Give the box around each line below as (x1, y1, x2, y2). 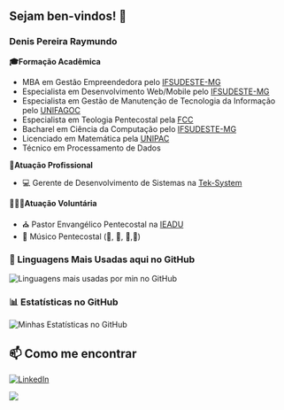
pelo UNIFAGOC (21, 104, 81, 115)
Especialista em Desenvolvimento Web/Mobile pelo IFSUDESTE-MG (21, 86, 270, 97)
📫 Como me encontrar (9, 346, 137, 361)
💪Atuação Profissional (9, 159, 93, 170)
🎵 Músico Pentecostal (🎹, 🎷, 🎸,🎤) (21, 231, 142, 242)
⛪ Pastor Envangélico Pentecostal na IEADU (21, 219, 184, 229)
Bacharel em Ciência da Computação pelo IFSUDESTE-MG (21, 123, 237, 134)
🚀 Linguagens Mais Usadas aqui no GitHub (9, 253, 196, 266)
